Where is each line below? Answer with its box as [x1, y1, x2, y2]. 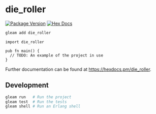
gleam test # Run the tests [5, 99, 67, 104]
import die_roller [5, 39, 44, 44]
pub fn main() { [5, 48, 40, 53]
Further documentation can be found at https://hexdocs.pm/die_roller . [5, 66, 151, 72]
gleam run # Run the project [5, 94, 72, 100]
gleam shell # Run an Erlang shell [5, 104, 81, 109]
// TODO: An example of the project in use [10, 52, 103, 58]
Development [5, 81, 49, 90]
